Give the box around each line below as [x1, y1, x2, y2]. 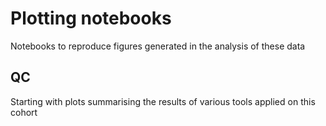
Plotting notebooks [10, 7, 172, 30]
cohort [10, 106, 38, 118]
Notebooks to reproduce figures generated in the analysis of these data [10, 40, 306, 52]
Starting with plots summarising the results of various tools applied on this [10, 95, 316, 107]
